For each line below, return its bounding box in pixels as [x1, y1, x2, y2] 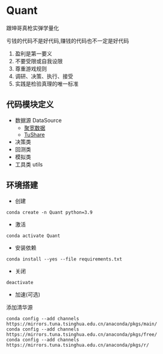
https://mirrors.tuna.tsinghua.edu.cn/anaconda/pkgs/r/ [6, 342, 149, 348]
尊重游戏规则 [14, 65, 47, 72]
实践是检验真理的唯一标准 [14, 80, 79, 87]
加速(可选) [14, 291, 41, 298]
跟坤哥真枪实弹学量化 [6, 24, 59, 31]
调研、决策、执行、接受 [14, 72, 73, 80]
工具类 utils [14, 160, 43, 168]
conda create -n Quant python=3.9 [6, 209, 93, 215]
